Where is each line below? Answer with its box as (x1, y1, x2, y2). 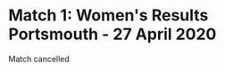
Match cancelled (8, 53, 71, 64)
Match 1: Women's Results (8, 5, 209, 26)
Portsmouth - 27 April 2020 (8, 24, 217, 44)
